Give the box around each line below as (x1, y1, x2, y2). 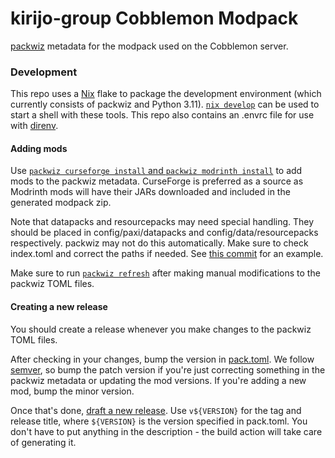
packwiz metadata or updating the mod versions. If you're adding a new (10, 374, 307, 386)
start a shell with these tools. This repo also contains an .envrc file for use (10, 109, 315, 121)
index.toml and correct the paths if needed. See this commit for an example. (10, 248, 324, 260)
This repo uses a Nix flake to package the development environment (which (10, 88, 322, 100)
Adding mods (10, 142, 68, 154)
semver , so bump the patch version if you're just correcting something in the (10, 363, 326, 376)
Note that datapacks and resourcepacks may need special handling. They (10, 216, 315, 228)
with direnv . (10, 120, 59, 132)
